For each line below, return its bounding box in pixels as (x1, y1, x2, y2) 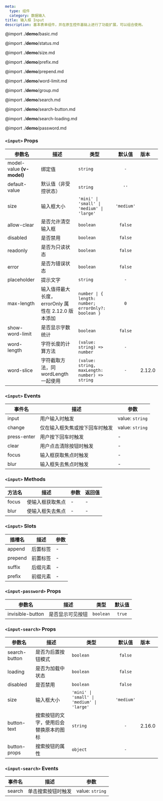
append (7, 545, 25, 552)
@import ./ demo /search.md (5, 97, 61, 103)
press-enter (7, 433, 35, 440)
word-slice (7, 367, 33, 374)
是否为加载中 (35, 665, 65, 672)
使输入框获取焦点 (27, 499, 66, 506)
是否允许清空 (41, 218, 70, 225)
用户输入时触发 (40, 415, 74, 422)
